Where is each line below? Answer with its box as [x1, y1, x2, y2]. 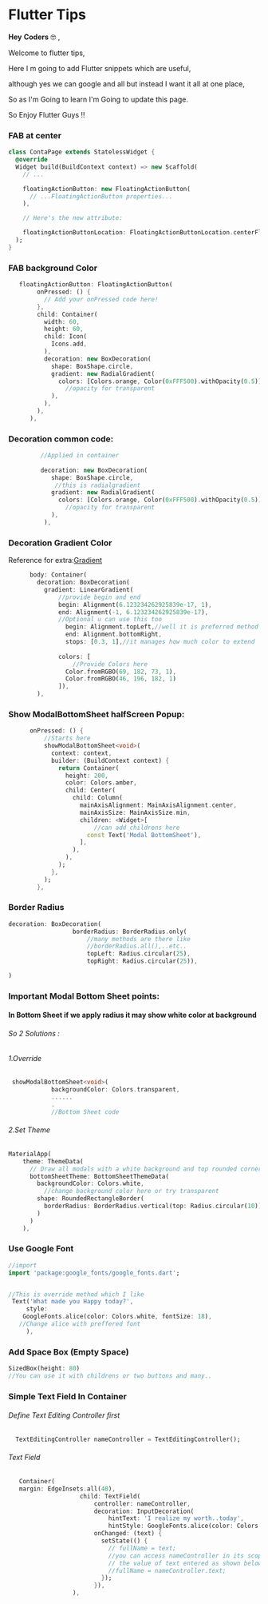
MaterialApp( [8, 1150, 52, 1158]
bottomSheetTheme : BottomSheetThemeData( [29, 1172, 170, 1180]
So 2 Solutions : [8, 1029, 60, 1039]
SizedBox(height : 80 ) [8, 1365, 81, 1373]
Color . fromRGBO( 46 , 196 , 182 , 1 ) [65, 675, 177, 683]
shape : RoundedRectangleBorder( [37, 1195, 145, 1203]
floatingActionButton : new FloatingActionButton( [22, 185, 191, 193]
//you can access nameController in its [108, 1551, 245, 1560]
